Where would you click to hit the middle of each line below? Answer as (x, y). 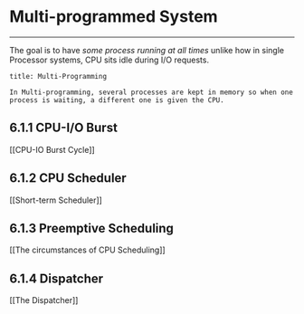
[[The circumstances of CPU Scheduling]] (87, 250)
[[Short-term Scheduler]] (56, 200)
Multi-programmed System (114, 17)
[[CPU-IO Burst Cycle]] (52, 149)
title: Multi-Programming (58, 76)
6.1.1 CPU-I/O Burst (63, 128)
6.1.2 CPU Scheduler (68, 178)
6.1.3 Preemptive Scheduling (92, 228)
